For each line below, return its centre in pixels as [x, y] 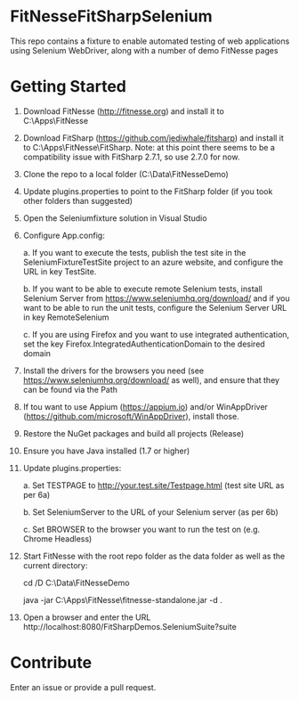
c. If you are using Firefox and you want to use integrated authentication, [156, 334]
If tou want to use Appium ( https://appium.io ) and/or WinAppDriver [145, 406]
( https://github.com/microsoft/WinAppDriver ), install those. [131, 416]
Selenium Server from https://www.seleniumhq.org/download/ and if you [156, 298]
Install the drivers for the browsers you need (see [113, 371]
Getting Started [69, 87]
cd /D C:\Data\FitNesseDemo [76, 583]
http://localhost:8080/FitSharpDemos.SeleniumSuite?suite [129, 626]
